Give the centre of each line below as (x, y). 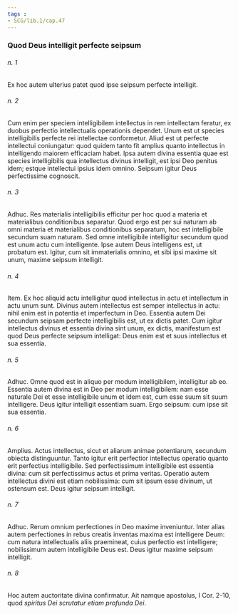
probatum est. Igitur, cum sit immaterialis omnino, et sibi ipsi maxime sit (112, 252)
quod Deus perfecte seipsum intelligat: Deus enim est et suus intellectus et (117, 336)
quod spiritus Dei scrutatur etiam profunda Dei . (77, 603)
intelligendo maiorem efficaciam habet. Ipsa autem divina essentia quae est (118, 153)
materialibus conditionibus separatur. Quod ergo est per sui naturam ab (112, 222)
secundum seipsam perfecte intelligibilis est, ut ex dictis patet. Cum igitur (115, 321)
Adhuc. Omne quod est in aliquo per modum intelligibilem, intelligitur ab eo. (118, 382)
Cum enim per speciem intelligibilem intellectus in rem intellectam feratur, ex (119, 123)
